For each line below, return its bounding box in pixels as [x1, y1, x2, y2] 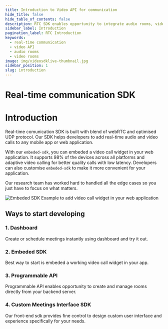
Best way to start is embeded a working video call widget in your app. [5, 259, 149, 265]
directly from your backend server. [5, 288, 76, 295]
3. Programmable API [5, 272, 58, 279]
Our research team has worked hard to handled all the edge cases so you [5, 180, 156, 186]
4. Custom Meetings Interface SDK [5, 301, 91, 308]
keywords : [5, 35, 26, 40]
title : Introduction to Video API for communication [5, 7, 117, 12]
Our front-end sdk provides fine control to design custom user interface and [5, 312, 162, 318]
